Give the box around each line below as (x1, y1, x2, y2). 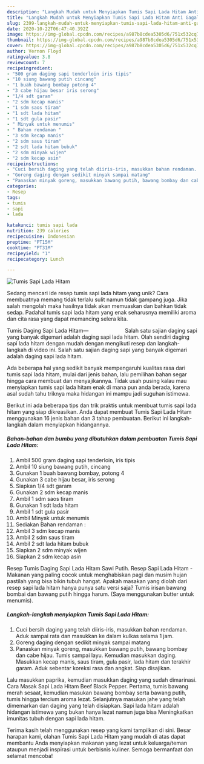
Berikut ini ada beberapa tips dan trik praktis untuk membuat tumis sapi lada (7, 402, 197, 409)
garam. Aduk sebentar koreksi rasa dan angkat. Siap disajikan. (15, 665, 171, 672)
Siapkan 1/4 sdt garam (15, 482, 72, 490)
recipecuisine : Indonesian (7, 233, 75, 240)
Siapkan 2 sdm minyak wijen (15, 547, 87, 554)
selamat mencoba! (7, 753, 53, 760)
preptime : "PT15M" (7, 239, 53, 245)
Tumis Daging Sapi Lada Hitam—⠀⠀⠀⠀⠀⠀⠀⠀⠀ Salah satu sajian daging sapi (7, 327, 197, 335)
